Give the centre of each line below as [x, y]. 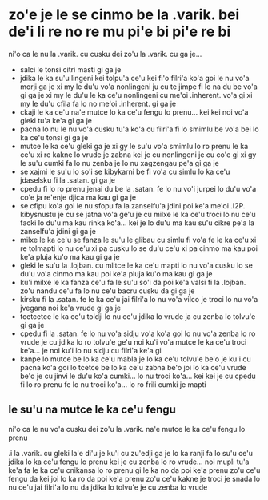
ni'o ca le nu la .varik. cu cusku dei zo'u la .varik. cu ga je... [105, 54]
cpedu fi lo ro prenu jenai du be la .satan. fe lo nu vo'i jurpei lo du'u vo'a [138, 188]
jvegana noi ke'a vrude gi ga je [70, 308]
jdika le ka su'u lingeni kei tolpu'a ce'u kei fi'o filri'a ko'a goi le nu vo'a [134, 78]
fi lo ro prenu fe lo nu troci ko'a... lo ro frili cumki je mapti [113, 384]
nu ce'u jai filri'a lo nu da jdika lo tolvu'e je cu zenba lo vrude [108, 487]
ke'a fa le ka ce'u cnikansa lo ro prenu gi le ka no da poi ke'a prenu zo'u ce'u [134, 470]
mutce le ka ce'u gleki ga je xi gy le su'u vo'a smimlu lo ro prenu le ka [134, 146]
